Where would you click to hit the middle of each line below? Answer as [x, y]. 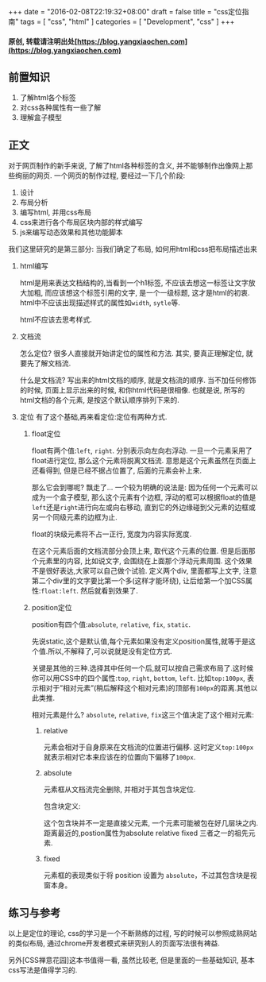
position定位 [52, 608]
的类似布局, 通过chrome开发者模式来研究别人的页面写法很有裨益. [114, 943]
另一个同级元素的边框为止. [74, 517]
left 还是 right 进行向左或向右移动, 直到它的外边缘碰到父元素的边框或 [144, 508]
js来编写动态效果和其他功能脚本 [71, 232]
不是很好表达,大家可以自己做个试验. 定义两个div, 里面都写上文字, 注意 [144, 571]
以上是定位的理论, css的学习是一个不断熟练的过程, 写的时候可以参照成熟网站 [133, 934]
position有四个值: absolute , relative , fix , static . [111, 624]
